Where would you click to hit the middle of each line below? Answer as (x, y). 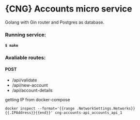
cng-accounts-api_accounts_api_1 (89, 113)
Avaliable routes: (25, 58)
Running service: (26, 35)
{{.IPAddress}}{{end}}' (29, 113)
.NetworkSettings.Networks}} (106, 108)
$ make (12, 46)
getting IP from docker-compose (38, 99)
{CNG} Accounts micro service (69, 9)
